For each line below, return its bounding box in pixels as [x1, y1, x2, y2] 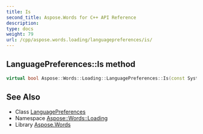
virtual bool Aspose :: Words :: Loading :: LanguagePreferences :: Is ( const [6, 75, 185, 81]
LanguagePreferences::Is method [6, 59, 136, 69]
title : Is [6, 8, 31, 15]
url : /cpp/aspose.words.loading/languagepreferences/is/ [6, 37, 153, 43]
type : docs [6, 25, 34, 32]
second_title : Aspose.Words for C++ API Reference [6, 14, 137, 21]
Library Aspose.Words [14, 121, 71, 128]
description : [6, 20, 39, 26]
